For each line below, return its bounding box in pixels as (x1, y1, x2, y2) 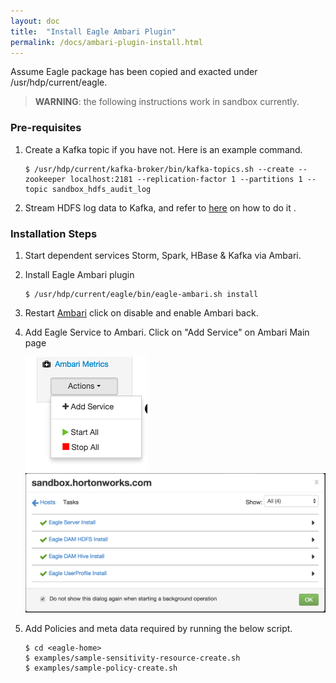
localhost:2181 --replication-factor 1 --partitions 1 (69, 174, 303, 184)
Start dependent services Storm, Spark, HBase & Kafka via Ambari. (24, 249, 302, 261)
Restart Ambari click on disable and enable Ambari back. (24, 306, 259, 319)
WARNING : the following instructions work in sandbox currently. (34, 96, 300, 108)
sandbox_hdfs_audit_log (51, 184, 152, 194)
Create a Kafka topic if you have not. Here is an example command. (24, 143, 303, 155)
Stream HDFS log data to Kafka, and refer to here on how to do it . (24, 201, 297, 214)
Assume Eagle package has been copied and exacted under (10, 66, 258, 78)
